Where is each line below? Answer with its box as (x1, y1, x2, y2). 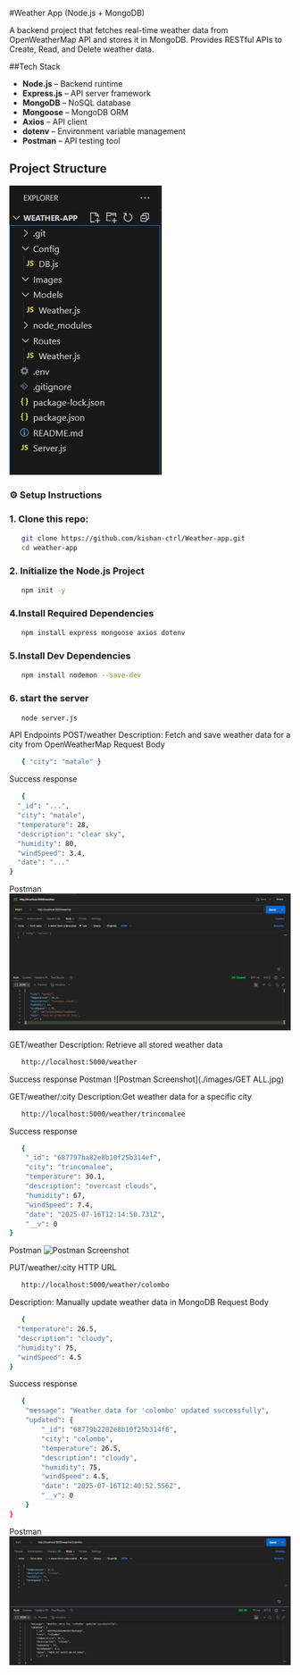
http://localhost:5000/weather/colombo (21, 1281, 170, 1290)
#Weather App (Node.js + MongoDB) (9, 8, 146, 18)
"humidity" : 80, (17, 839, 78, 848)
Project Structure (9, 161, 107, 177)
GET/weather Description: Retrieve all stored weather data (9, 1039, 223, 1050)
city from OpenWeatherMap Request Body (9, 739, 165, 750)
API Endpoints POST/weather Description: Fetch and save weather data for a (9, 730, 291, 741)
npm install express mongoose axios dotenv (21, 629, 186, 638)
